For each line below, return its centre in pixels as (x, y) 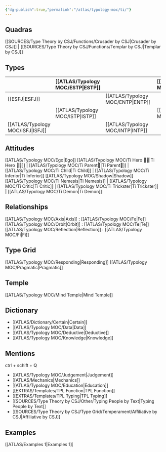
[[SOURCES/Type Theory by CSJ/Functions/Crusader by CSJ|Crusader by (81, 41)
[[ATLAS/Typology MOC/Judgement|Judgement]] (63, 375)
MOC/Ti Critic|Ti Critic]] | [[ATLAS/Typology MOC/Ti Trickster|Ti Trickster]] (82, 186)
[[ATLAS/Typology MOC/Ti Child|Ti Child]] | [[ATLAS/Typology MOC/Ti (77, 170)
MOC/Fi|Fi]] (17, 235)
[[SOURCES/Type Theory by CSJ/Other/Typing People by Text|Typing (83, 401)
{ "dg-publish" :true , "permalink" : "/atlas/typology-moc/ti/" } (68, 10)
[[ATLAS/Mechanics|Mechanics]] (46, 380)
